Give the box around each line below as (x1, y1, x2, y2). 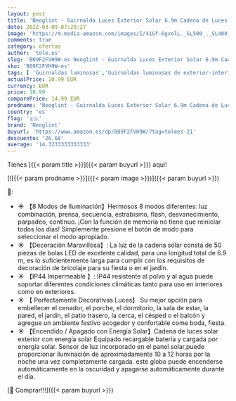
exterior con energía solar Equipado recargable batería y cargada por (17, 335, 218, 343)
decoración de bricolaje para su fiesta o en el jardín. (17, 264, 169, 272)
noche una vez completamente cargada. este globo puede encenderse (17, 357, 223, 366)
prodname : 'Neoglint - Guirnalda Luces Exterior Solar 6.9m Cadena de (7, 102, 218, 109)
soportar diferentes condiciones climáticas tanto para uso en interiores (17, 280, 223, 288)
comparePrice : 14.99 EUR (7, 96, 80, 103)
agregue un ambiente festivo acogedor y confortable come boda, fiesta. (17, 319, 226, 327)
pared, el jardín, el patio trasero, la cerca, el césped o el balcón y (17, 311, 206, 320)
